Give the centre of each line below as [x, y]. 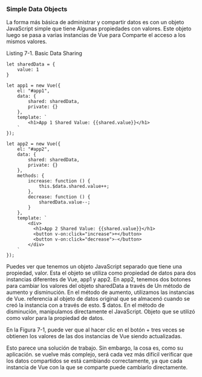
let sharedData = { [31, 65]
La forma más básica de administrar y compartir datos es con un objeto [95, 22]
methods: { [31, 176]
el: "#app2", [34, 149]
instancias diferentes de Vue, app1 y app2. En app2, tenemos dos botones [99, 279]
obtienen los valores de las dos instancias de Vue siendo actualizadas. [94, 336]
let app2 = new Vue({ [34, 144]
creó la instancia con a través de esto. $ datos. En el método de [86, 305]
